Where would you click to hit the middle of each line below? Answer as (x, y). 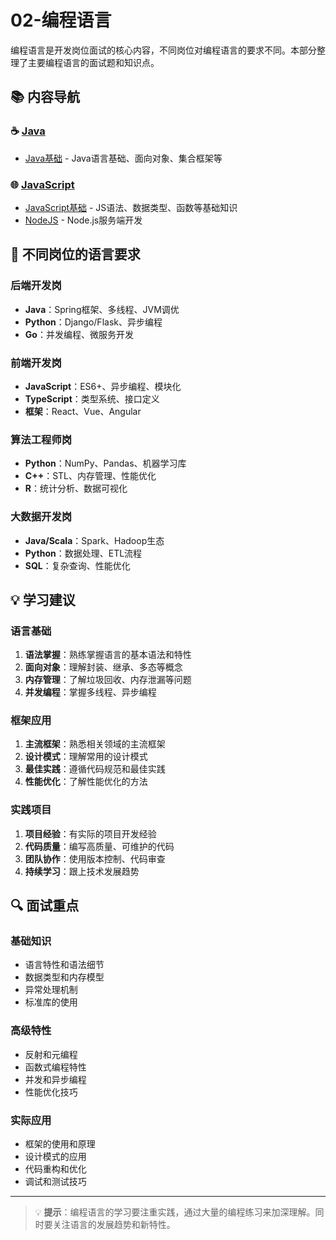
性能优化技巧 (51, 1092)
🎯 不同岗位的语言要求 (75, 254)
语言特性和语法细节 (64, 965)
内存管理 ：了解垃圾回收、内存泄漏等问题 (108, 680)
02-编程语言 (61, 20)
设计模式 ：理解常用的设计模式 (86, 757)
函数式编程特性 (55, 1067)
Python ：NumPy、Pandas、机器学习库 (105, 463)
